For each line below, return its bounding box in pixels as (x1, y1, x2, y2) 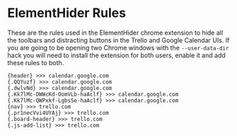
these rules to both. (7, 58, 64, 67)
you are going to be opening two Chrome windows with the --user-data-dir (7, 43, 229, 52)
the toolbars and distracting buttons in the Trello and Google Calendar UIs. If (7, 35, 230, 44)
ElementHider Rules (7, 5, 126, 21)
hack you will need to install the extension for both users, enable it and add (7, 51, 226, 59)
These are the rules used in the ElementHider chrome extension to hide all (7, 28, 224, 37)
